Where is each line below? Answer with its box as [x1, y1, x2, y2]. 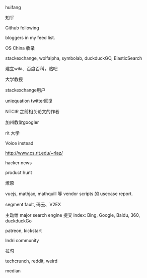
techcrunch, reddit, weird [5, 258, 58, 264]
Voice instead [5, 140, 34, 146]
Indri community [5, 238, 39, 243]
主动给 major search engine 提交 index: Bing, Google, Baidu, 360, [5, 212, 140, 218]
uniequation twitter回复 [5, 98, 53, 104]
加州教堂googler [5, 119, 39, 125]
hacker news [5, 160, 32, 166]
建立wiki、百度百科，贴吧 [5, 66, 58, 71]
